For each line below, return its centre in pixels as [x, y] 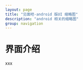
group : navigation [24, 23]
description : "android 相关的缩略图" [42, 19]
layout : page [19, 10]
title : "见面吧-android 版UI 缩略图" [41, 14]
